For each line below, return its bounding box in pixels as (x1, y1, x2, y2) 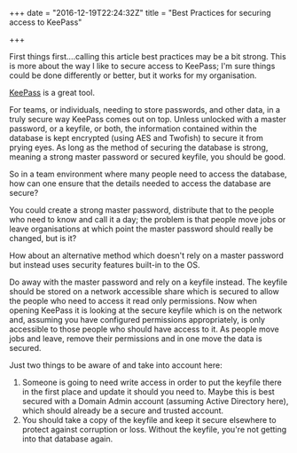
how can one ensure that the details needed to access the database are (9, 178, 271, 189)
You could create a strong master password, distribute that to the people (9, 205, 275, 215)
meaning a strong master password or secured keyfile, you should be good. (9, 152, 286, 162)
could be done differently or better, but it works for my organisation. (9, 70, 257, 81)
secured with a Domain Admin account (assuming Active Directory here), (21, 396, 289, 406)
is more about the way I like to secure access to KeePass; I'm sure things (9, 61, 276, 71)
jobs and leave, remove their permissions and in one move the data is (9, 333, 263, 344)
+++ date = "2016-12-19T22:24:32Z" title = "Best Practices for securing (9, 8, 272, 18)
